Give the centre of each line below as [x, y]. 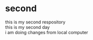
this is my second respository [35, 22]
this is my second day [27, 27]
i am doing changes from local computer [47, 32]
